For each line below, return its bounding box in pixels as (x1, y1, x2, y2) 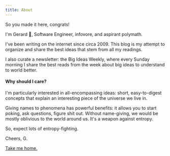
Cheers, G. (5, 135, 28, 141)
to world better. (5, 67, 38, 73)
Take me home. (5, 145, 38, 151)
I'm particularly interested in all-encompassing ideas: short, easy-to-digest (5, 90, 162, 96)
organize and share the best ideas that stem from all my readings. (5, 46, 143, 52)
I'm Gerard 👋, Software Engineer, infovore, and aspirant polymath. (5, 31, 143, 37)
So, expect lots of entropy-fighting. (5, 125, 79, 132)
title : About (5, 7, 33, 13)
